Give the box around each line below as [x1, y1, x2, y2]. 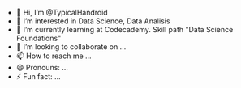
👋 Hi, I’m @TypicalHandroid [15, 8, 108, 17]
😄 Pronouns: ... [15, 63, 69, 72]
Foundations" [15, 33, 62, 43]
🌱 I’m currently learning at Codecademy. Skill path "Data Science [15, 25, 234, 34]
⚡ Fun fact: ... [15, 72, 61, 81]
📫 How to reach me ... [15, 51, 92, 61]
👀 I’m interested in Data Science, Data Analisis [15, 16, 170, 26]
